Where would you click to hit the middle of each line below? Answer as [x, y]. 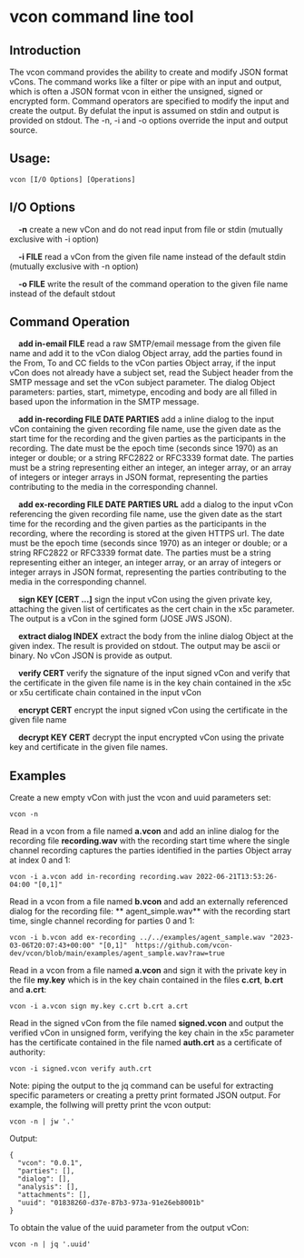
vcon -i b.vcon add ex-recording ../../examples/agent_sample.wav [137, 938]
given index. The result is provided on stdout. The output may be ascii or [145, 646]
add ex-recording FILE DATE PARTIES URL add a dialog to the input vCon [155, 504]
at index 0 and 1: [40, 860]
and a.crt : [28, 990]
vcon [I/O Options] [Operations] [73, 179]
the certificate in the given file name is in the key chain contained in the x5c [151, 683]
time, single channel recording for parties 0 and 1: [102, 921]
